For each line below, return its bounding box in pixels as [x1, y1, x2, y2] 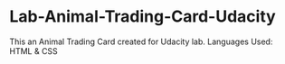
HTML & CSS [9, 45, 59, 56]
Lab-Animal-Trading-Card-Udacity [9, 6, 276, 27]
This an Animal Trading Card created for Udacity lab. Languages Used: [9, 36, 273, 47]
